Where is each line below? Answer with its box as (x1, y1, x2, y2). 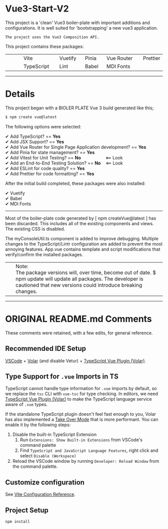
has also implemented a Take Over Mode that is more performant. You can (5, 417, 158, 423)
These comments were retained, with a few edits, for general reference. (5, 329, 153, 336)
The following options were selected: (5, 123, 81, 129)
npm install (5, 519, 30, 524)
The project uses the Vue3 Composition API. (5, 35, 99, 40)
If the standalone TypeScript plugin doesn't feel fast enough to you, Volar (5, 411, 156, 417)
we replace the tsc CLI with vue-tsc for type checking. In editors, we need (5, 391, 158, 397)
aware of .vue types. (5, 402, 48, 408)
